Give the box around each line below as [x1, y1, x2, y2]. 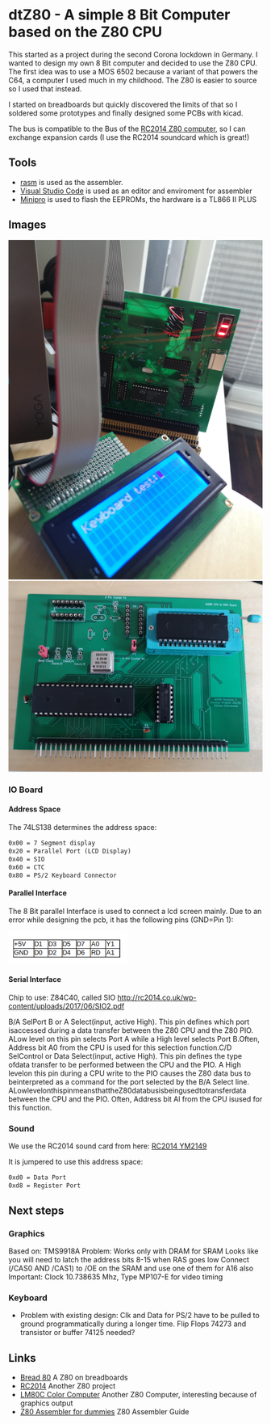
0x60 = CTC [8, 863, 45, 871]
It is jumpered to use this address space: [8, 1157, 144, 1167]
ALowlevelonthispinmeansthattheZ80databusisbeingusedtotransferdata [8, 1085, 247, 1096]
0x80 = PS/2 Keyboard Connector [8, 871, 117, 879]
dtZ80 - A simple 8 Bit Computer [8, 6, 231, 24]
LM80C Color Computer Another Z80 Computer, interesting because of [19, 1390, 257, 1400]
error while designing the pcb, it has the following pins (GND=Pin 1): [8, 915, 234, 925]
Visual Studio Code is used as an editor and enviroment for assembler [19, 186, 252, 196]
